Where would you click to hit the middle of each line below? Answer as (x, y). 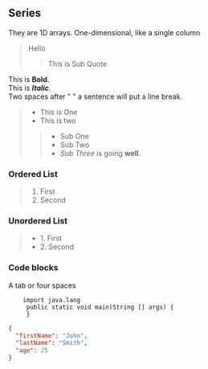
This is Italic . (30, 88)
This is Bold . (29, 79)
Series (25, 13)
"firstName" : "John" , (52, 336)
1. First (51, 238)
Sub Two (75, 145)
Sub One (75, 136)
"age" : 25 (32, 351)
